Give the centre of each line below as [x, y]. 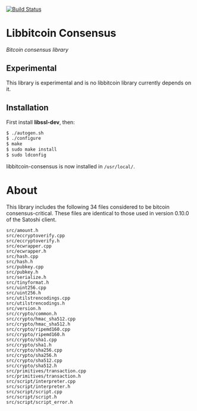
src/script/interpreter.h [38, 387]
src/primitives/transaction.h [44, 376]
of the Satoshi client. [31, 219]
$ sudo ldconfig [26, 155]
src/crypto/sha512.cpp [34, 360]
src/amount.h [22, 230]
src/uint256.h [24, 293]
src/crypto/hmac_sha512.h [38, 324]
